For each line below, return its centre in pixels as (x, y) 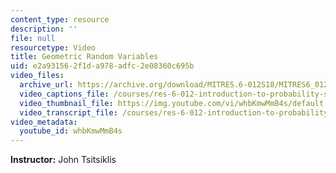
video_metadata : (44, 122)
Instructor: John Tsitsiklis (63, 160)
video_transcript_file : (68, 112)
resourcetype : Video (53, 47)
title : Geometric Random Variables (84, 57)
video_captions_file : (64, 94)
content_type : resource (60, 19)
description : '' (44, 29)
